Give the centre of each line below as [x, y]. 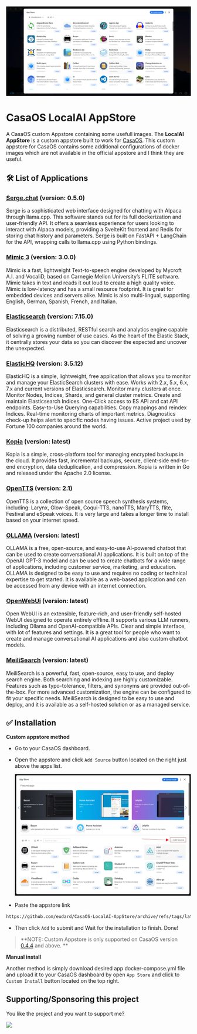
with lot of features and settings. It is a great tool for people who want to [93, 632]
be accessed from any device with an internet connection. [76, 586]
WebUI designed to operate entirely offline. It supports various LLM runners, [98, 620]
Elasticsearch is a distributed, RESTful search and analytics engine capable [97, 329]
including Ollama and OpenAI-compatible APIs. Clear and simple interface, [96, 626]
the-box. [16, 692]
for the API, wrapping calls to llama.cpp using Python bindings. [82, 242]
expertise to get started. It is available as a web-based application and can [96, 579]
